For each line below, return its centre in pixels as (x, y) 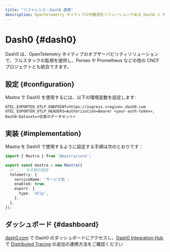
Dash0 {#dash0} (41, 40)
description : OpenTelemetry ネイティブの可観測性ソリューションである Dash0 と (83, 15)
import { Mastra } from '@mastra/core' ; (49, 156)
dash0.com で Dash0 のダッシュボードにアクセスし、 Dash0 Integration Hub (84, 237)
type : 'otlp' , (34, 193)
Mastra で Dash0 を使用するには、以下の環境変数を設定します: (70, 97)
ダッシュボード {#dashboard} (52, 224)
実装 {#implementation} (44, 134)
